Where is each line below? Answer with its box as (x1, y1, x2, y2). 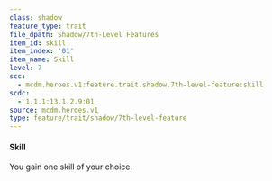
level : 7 (9, 64, 42, 73)
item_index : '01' (9, 47, 75, 56)
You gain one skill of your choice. (9, 161, 133, 172)
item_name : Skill (9, 55, 75, 64)
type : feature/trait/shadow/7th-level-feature (9, 113, 187, 122)
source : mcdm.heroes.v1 (9, 105, 99, 114)
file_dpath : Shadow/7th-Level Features (9, 30, 159, 39)
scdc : (9, 88, 30, 97)
